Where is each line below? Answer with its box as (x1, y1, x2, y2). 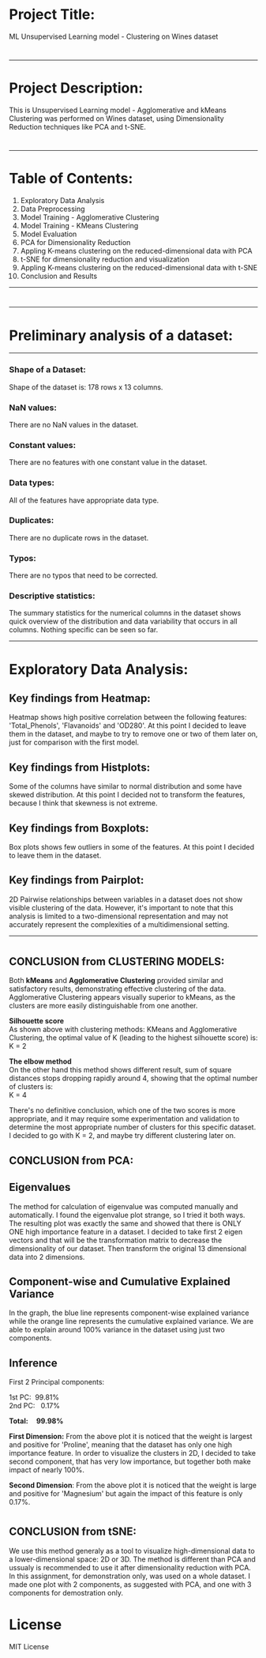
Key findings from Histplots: (9, 760, 151, 774)
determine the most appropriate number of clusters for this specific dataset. (9, 1122, 257, 1132)
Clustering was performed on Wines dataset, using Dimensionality (9, 114, 224, 123)
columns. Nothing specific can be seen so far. (9, 625, 159, 635)
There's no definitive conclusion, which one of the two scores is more (9, 1106, 236, 1115)
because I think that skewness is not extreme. (9, 798, 158, 808)
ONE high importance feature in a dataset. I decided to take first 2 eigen (9, 1227, 243, 1236)
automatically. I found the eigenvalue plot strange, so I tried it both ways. (9, 1210, 245, 1219)
